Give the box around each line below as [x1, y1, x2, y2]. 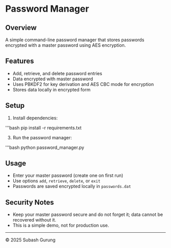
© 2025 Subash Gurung [5, 237, 56, 243]
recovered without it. [12, 217, 56, 223]
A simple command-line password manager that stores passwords [5, 37, 145, 43]
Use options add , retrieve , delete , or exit [12, 178, 101, 184]
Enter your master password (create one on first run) [12, 172, 124, 178]
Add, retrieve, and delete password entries [12, 70, 103, 76]
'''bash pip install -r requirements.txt [5, 125, 82, 131]
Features [5, 57, 34, 66]
